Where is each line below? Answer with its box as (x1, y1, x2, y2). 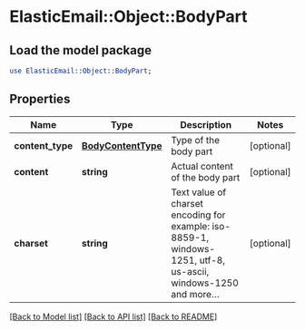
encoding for (171, 209, 226, 221)
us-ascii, (171, 265, 210, 277)
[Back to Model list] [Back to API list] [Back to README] (9, 311, 218, 322)
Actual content (171, 160, 233, 172)
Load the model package (9, 43, 152, 58)
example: (171, 219, 211, 232)
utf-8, (199, 254, 226, 267)
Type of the (171, 133, 221, 146)
